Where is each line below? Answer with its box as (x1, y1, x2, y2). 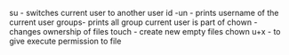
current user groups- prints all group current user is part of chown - (9, 17, 258, 27)
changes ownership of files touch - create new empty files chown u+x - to (9, 27, 282, 36)
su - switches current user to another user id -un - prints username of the (9, 8, 279, 18)
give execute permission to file (9, 35, 122, 46)
